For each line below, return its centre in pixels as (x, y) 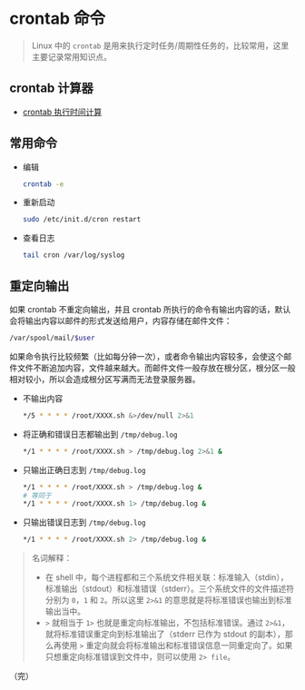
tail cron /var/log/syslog (74, 255)
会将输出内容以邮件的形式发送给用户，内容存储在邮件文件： (121, 320)
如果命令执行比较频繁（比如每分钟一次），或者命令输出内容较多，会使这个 (147, 356)
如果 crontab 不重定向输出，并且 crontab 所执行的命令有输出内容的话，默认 (150, 309)
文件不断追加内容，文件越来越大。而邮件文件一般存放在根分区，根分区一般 (156, 368)
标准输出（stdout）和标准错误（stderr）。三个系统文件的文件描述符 (170, 589)
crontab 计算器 (51, 89)
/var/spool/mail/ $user (52, 338)
